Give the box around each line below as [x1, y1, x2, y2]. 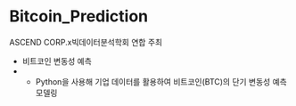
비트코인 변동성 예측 [21, 55, 92, 66]
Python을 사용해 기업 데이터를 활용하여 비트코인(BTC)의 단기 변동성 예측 [35, 76, 287, 86]
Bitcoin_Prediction [9, 6, 149, 27]
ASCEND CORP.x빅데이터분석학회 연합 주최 [9, 37, 163, 47]
